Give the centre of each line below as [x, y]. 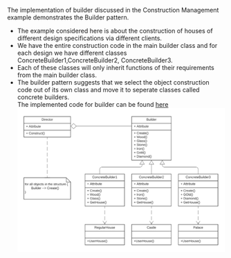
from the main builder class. [57, 75]
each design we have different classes [72, 53]
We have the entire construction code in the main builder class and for [117, 45]
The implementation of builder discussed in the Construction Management [113, 10]
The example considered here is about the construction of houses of [115, 31]
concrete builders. [43, 97]
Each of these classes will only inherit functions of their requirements [115, 68]
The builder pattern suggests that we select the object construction [113, 82]
